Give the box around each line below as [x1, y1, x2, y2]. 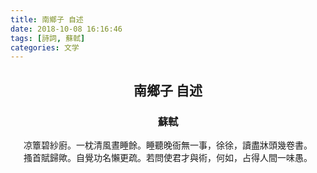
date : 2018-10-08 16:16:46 [10, 24, 123, 34]
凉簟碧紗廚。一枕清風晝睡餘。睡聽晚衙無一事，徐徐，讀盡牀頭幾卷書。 [23, 139, 313, 151]
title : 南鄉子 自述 [10, 14, 84, 25]
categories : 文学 [10, 42, 80, 53]
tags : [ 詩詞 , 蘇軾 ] [10, 33, 86, 43]
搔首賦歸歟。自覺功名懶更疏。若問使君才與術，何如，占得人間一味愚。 [23, 151, 313, 163]
